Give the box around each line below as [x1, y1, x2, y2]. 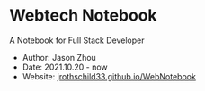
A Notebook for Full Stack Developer [9, 35, 145, 45]
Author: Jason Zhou [22, 52, 96, 62]
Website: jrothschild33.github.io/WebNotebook [22, 70, 196, 81]
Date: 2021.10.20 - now [22, 62, 108, 72]
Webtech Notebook [9, 5, 157, 26]
